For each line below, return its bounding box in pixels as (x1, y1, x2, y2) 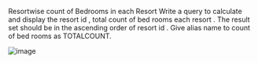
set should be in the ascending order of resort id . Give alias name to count (8, 23, 250, 32)
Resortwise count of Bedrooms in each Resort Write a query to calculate (8, 7, 242, 16)
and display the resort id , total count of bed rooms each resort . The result (8, 15, 250, 24)
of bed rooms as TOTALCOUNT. (8, 31, 112, 40)
